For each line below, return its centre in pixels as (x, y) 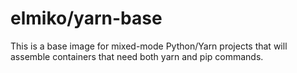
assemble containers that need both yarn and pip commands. (137, 56)
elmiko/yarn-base (86, 18)
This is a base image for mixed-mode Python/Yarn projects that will (149, 46)
